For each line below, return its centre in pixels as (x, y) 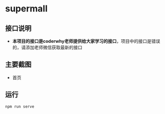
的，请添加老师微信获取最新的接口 (47, 47)
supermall (27, 9)
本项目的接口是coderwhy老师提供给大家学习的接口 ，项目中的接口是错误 (86, 41)
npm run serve (20, 107)
